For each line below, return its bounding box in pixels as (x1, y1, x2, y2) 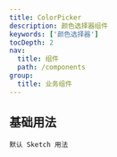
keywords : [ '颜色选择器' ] (9, 29, 99, 38)
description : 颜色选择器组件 (9, 21, 109, 30)
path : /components (17, 63, 87, 72)
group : (9, 71, 34, 80)
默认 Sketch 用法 (9, 140, 69, 150)
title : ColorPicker (9, 12, 82, 22)
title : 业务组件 (17, 79, 73, 88)
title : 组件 (17, 54, 60, 63)
